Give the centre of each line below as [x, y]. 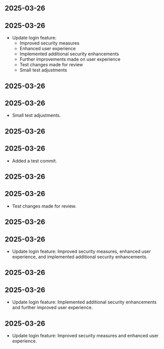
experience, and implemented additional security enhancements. [80, 257]
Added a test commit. [34, 161]
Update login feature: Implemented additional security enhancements [84, 302]
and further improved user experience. [52, 307]
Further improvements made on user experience [70, 59]
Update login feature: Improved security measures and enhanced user [85, 336]
